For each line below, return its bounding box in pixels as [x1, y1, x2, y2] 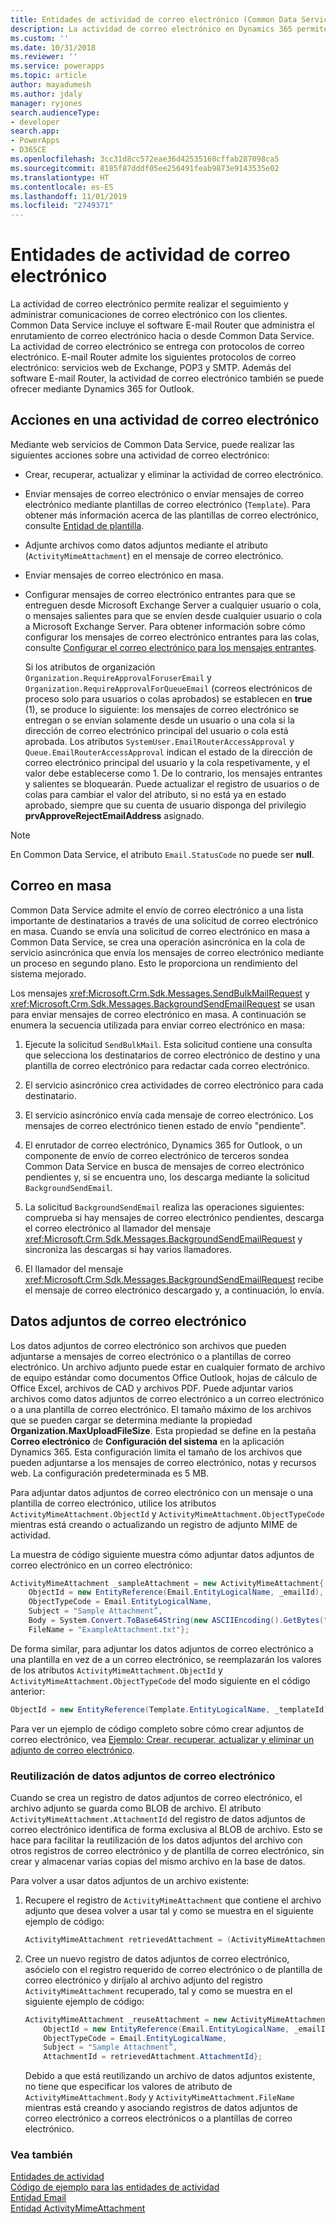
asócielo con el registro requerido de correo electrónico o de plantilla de [24, 1963, 323, 1975]
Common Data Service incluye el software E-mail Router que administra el [10, 319, 315, 331]
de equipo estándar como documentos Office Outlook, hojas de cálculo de [10, 1371, 318, 1383]
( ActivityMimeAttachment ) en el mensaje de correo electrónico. [24, 549, 284, 561]
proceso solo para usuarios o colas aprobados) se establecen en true [24, 692, 313, 705]
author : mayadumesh [10, 80, 92, 90]
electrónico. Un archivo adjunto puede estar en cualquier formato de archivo [10, 1361, 326, 1373]
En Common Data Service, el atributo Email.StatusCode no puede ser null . [10, 848, 315, 860]
